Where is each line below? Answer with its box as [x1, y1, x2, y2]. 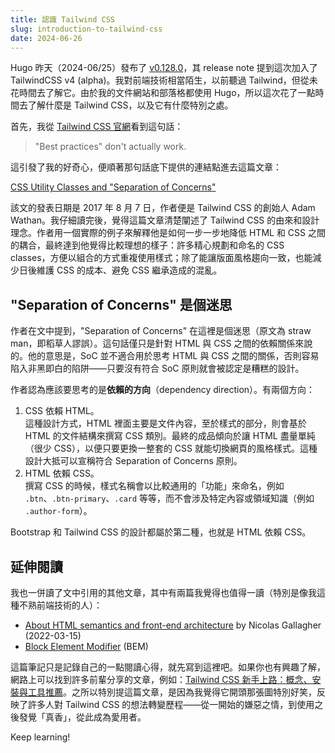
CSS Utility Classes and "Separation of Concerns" [10, 181, 217, 193]
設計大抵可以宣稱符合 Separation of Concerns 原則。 [24, 455, 243, 467]
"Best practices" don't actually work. [34, 141, 187, 153]
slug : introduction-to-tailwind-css [10, 24, 163, 34]
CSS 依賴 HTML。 [24, 405, 100, 417]
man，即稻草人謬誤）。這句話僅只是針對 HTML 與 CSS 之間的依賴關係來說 [10, 337, 313, 350]
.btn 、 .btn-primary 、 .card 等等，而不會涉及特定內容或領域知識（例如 [24, 492, 315, 505]
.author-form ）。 [24, 505, 93, 517]
